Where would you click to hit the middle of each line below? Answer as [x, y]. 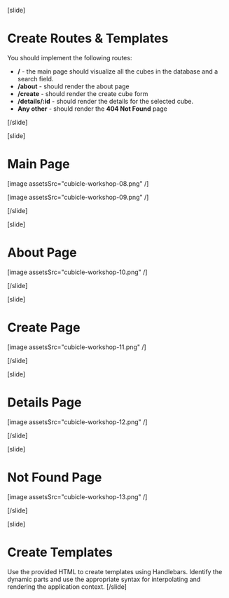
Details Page [44, 402]
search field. [35, 79]
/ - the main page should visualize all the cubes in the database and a [118, 71]
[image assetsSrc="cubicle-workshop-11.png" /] [77, 347]
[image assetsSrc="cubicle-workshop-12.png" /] [77, 422]
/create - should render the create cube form [83, 93]
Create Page [44, 327]
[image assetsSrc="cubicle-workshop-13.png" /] [77, 496]
